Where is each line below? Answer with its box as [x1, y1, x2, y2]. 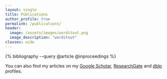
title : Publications [5, 12, 48, 17]
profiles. [5, 68, 22, 74]
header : [5, 26, 21, 31]
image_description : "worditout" [9, 35, 77, 40]
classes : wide [5, 40, 35, 45]
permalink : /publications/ [5, 21, 61, 26]
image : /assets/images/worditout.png [9, 30, 88, 35]
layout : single [5, 7, 37, 12]
